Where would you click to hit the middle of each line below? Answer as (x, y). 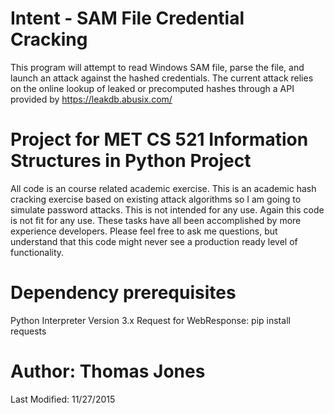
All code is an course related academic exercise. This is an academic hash (163, 188)
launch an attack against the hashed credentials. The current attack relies (162, 78)
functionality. (37, 252)
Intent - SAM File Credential (127, 18)
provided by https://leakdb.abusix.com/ (91, 99)
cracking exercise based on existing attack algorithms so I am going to (156, 199)
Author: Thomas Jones (108, 371)
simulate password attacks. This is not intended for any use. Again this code (167, 209)
